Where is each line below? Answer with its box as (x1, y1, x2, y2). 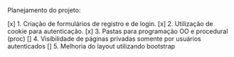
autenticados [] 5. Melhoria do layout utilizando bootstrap (7, 42, 176, 50)
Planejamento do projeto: (7, 6, 81, 14)
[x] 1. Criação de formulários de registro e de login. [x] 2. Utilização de (7, 20, 213, 27)
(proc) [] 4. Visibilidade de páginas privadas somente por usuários (7, 34, 201, 43)
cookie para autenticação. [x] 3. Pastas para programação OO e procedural (7, 27, 228, 35)
